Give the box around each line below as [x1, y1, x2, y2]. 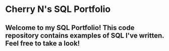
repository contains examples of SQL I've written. [5, 31, 164, 39]
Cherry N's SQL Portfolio [5, 3, 111, 15]
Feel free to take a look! [5, 39, 80, 47]
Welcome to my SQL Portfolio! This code [5, 23, 135, 32]
